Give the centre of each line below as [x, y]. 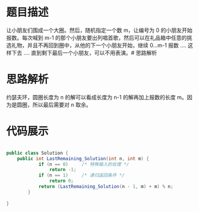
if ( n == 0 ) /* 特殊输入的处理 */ [84, 164]
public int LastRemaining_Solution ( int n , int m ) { [83, 158]
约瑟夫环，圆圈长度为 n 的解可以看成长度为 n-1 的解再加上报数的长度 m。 [97, 97]
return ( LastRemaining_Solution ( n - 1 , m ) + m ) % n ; [106, 187]
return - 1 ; [63, 170]
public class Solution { [37, 153]
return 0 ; [61, 181]
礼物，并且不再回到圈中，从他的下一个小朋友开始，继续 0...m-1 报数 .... [99, 45]
